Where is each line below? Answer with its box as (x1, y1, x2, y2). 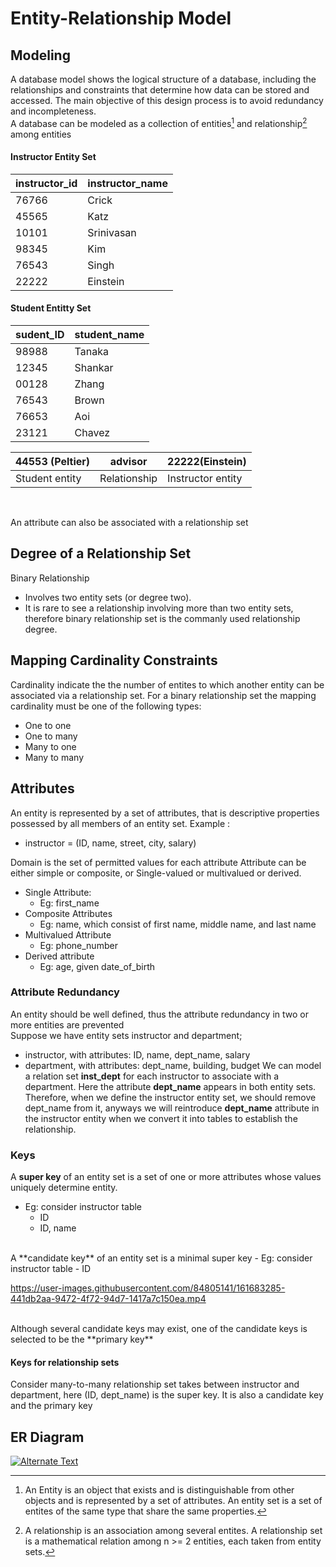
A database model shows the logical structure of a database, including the (10, 73, 317, 85)
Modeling (10, 47, 71, 64)
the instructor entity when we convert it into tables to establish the (24, 1112, 298, 1124)
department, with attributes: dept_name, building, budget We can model (24, 1059, 322, 1071)
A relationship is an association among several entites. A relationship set (24, 1525, 323, 1537)
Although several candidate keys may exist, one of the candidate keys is (10, 1323, 308, 1335)
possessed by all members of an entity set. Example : (10, 817, 231, 829)
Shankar (74, 361, 114, 375)
